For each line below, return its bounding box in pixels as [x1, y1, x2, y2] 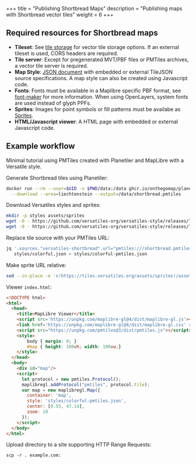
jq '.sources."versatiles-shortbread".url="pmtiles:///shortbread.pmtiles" [6, 245, 194, 251]
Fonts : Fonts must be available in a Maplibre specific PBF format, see [14, 87, 181, 94]
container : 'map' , [27, 393, 72, 399]
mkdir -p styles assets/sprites [6, 213, 85, 219]
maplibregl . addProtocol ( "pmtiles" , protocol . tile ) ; [21, 382, 150, 387]
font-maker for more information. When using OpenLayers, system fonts [14, 93, 188, 100]
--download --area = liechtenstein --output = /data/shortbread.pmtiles [11, 191, 181, 197]
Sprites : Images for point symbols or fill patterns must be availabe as [14, 105, 181, 113]
